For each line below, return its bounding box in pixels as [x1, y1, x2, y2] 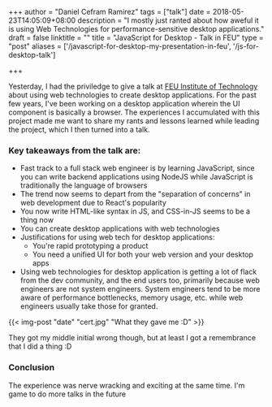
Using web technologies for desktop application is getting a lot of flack [19, 267, 257, 277]
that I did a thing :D [8, 341, 72, 352]
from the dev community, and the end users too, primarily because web [19, 275, 260, 285]
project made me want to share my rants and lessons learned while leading [8, 116, 260, 125]
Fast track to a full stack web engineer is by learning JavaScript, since [19, 163, 255, 173]
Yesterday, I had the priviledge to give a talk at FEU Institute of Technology [8, 81, 258, 91]
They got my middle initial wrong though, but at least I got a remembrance [8, 333, 257, 343]
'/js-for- [232, 41, 260, 51]
